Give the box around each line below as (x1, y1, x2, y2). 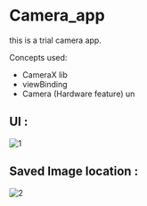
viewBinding (21, 78, 69, 89)
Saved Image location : (9, 164, 139, 179)
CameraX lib (21, 69, 69, 80)
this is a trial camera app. (9, 35, 102, 45)
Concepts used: (9, 52, 68, 62)
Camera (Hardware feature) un (21, 88, 135, 99)
